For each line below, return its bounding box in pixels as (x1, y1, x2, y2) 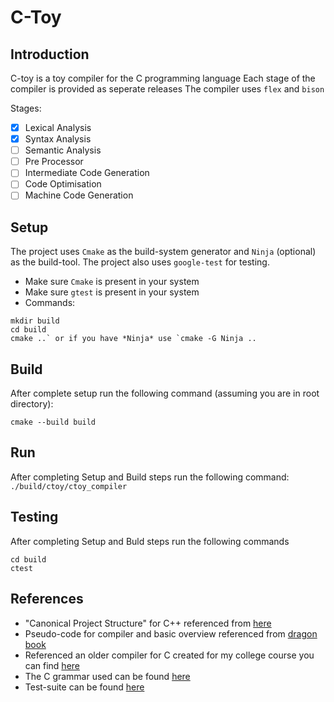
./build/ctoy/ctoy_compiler (10, 481, 128, 491)
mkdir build (10, 316, 60, 326)
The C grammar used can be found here (24, 670, 191, 682)
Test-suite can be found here (24, 681, 145, 693)
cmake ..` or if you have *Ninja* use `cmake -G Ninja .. (10, 334, 257, 344)
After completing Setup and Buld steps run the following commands (10, 535, 290, 547)
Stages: (10, 102, 42, 114)
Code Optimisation (24, 178, 102, 190)
